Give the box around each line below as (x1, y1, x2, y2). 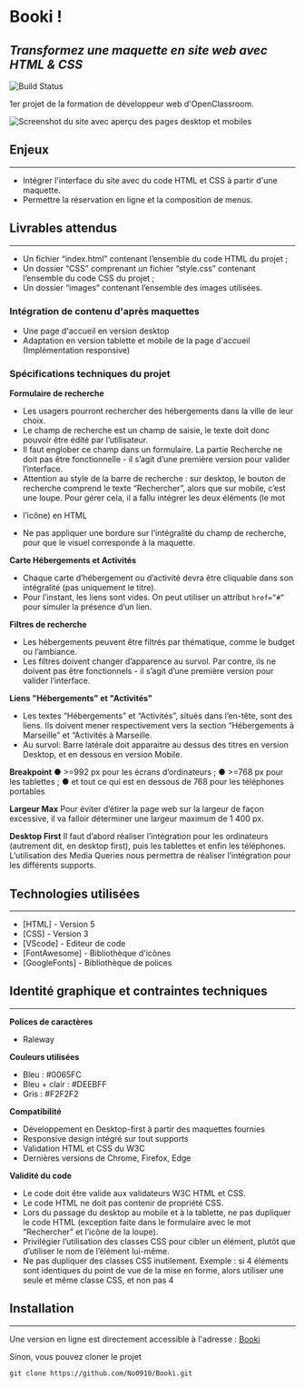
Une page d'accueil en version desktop (22, 325, 170, 336)
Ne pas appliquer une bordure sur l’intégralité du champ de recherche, (22, 528, 287, 539)
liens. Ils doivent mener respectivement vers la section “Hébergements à (22, 720, 295, 731)
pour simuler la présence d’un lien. (22, 601, 152, 612)
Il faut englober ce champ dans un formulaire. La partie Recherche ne (22, 444, 283, 455)
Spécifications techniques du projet (9, 367, 171, 380)
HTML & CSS (9, 56, 84, 72)
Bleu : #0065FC (22, 1069, 82, 1080)
